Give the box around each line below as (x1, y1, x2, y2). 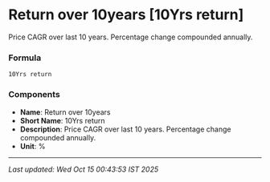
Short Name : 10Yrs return (19, 115, 106, 125)
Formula (8, 52, 42, 63)
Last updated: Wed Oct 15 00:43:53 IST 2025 (8, 164, 159, 174)
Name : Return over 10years (19, 107, 111, 117)
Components (8, 89, 60, 100)
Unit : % (19, 141, 46, 151)
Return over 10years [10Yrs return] (8, 6, 244, 24)
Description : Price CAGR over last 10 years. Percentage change (19, 124, 231, 134)
